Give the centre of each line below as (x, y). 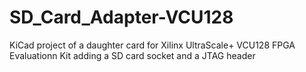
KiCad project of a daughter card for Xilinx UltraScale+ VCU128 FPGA (152, 45)
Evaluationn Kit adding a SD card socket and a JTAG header (132, 55)
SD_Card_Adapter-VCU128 (121, 17)
